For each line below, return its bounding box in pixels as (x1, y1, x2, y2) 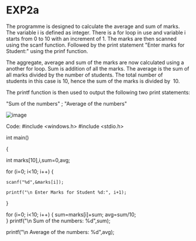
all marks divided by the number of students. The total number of (6, 71, 163, 78)
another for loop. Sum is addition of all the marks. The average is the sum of (6, 65, 190, 72)
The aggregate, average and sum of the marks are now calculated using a (6, 59, 184, 66)
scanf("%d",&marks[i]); (6, 179, 64, 185)
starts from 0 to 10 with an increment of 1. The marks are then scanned (6, 35, 177, 42)
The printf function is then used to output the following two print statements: (6, 89, 190, 96)
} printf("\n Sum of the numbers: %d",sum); (6, 217, 111, 224)
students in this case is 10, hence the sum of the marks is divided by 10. (6, 77, 180, 85)
